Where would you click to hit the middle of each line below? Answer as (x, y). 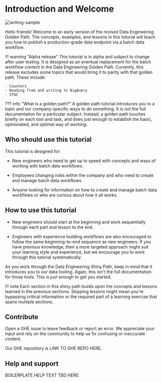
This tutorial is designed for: (33, 151)
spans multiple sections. (29, 301)
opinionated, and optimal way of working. (46, 124)
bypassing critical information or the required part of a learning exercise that (81, 297)
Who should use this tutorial (48, 140)
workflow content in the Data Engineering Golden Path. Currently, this (74, 67)
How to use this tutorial (41, 210)
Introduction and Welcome (59, 9)
